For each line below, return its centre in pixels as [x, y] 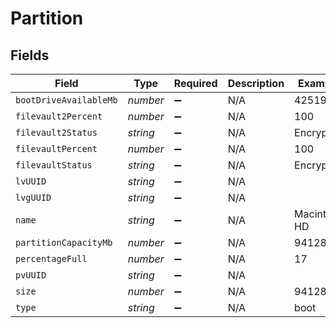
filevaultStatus [54, 165]
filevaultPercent [56, 148]
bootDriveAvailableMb [66, 100]
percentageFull [51, 258]
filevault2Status [56, 132]
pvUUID [31, 275]
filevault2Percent [59, 116]
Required [195, 83]
